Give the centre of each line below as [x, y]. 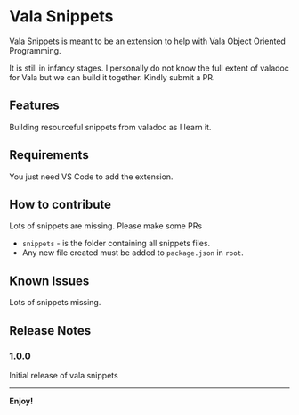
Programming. [35, 50]
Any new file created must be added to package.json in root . [133, 253]
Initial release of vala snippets [64, 375]
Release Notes [50, 331]
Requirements [49, 155]
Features [34, 106]
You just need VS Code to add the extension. [91, 177]
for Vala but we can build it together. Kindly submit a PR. [112, 77]
